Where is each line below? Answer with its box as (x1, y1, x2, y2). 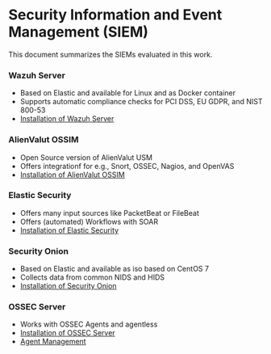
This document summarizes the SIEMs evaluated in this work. (8, 49, 213, 59)
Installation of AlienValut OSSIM (19, 170, 125, 179)
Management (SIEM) (8, 23, 149, 41)
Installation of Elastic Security (19, 225, 119, 235)
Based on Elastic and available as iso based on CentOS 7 (19, 264, 210, 274)
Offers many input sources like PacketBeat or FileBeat (19, 208, 199, 217)
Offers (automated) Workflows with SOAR (19, 217, 159, 226)
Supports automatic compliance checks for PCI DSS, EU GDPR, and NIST (19, 97, 263, 107)
